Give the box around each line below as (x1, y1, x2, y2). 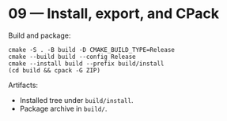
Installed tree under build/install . (19, 95, 134, 104)
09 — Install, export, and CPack (8, 5, 220, 23)
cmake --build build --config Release (8, 53, 136, 60)
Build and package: (8, 31, 71, 40)
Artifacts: (8, 80, 38, 90)
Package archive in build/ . (19, 104, 108, 113)
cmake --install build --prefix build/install (8, 60, 165, 68)
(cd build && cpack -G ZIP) (8, 66, 101, 75)
